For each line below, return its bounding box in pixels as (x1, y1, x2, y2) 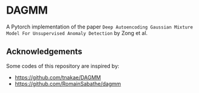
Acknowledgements (6, 47, 83, 57)
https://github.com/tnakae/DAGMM (14, 73, 101, 81)
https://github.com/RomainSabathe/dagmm (14, 80, 121, 87)
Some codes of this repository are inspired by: (6, 62, 120, 69)
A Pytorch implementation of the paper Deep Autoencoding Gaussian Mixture (6, 23, 193, 30)
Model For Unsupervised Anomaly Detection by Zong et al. (6, 29, 148, 36)
